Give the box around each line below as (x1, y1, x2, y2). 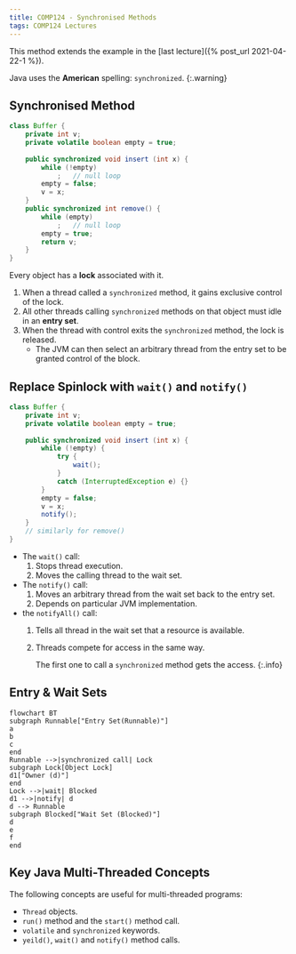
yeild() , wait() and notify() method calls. (21, 934, 180, 945)
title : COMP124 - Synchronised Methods (9, 12, 157, 22)
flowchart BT (9, 709, 58, 718)
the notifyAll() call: (21, 607, 98, 618)
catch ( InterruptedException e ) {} (56, 477, 189, 485)
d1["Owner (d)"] (9, 771, 69, 780)
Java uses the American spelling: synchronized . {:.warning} (9, 72, 228, 83)
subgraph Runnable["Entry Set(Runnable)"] (9, 717, 169, 726)
